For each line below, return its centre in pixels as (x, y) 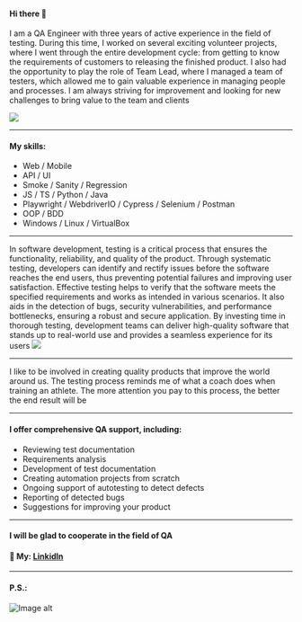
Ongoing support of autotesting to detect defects (113, 487)
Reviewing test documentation (78, 449)
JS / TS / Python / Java (65, 195)
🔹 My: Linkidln (36, 556)
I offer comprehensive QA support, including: (96, 429)
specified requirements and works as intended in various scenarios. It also (147, 297)
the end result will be (48, 400)
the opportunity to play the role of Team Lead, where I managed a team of (146, 72)
